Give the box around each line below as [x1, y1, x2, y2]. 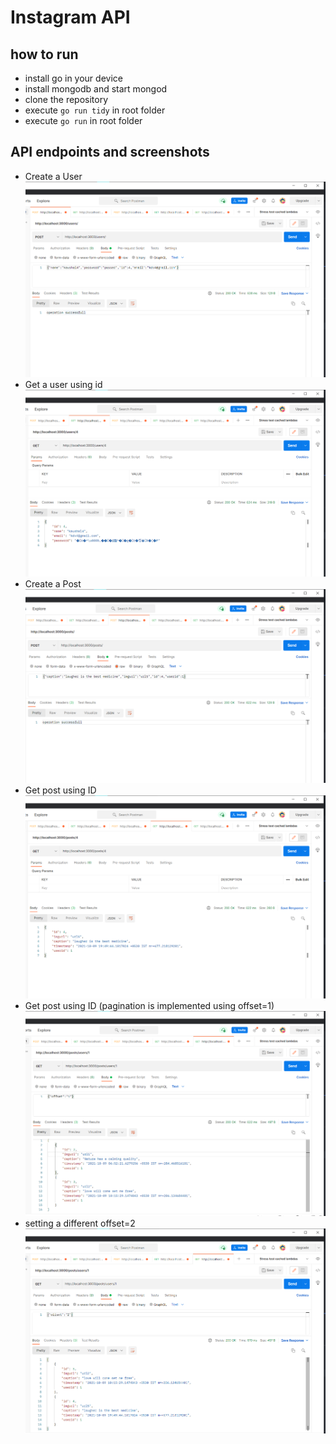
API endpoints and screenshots [10, 144, 210, 161]
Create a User [24, 170, 83, 182]
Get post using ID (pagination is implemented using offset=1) [24, 999, 275, 1011]
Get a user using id [24, 379, 103, 391]
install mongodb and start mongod [24, 83, 168, 95]
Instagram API [10, 6, 131, 29]
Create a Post [24, 578, 82, 590]
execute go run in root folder [24, 115, 143, 126]
